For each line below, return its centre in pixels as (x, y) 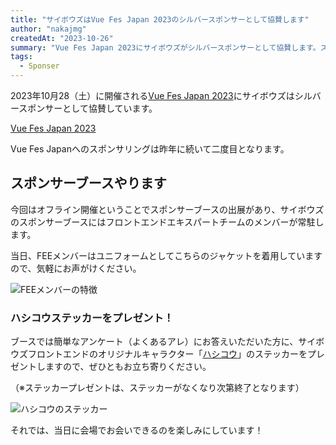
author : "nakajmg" (48, 29)
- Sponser (39, 66)
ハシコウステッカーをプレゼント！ (92, 318)
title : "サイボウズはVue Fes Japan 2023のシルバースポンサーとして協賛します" (160, 19)
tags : (21, 57)
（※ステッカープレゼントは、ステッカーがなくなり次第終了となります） (157, 388)
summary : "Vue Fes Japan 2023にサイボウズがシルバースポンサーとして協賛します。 (165, 47)
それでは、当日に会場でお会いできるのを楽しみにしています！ (137, 430)
